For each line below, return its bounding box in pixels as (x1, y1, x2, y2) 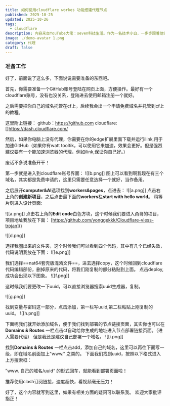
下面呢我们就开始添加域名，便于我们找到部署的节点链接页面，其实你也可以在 (5, 321, 165, 327)
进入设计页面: (14, 200, 42, 206)
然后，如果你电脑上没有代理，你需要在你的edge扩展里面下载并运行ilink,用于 (5, 136, 163, 142)
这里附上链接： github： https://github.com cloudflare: (5, 120, 117, 126)
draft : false (5, 45, 33, 50)
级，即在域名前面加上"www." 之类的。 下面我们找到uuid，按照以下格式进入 (5, 350, 161, 356)
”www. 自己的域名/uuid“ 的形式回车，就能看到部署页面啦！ (5, 368, 127, 374)
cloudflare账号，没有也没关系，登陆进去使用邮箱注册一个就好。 (5, 92, 138, 98)
